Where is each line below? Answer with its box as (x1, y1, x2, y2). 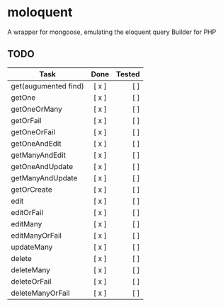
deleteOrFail (11, 277, 52, 286)
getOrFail (11, 115, 42, 125)
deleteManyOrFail (11, 288, 70, 298)
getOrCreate (11, 185, 52, 195)
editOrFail (11, 207, 44, 217)
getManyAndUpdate (11, 173, 78, 183)
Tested (115, 69, 140, 79)
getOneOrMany (11, 104, 62, 114)
